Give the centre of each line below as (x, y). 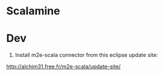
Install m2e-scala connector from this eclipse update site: (87, 55)
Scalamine (33, 11)
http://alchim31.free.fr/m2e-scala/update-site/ (64, 66)
